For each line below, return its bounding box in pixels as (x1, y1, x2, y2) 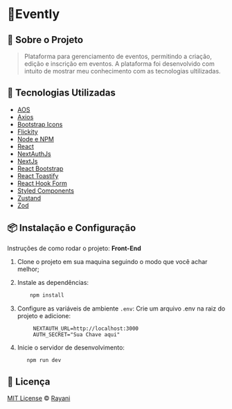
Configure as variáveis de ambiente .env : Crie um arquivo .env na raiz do (17, 304, 226, 313)
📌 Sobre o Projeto (7, 34, 84, 46)
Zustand (17, 193, 42, 202)
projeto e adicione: (17, 311, 71, 320)
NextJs (17, 157, 38, 165)
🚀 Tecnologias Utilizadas (7, 87, 116, 99)
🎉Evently (7, 6, 60, 22)
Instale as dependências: (17, 278, 89, 286)
